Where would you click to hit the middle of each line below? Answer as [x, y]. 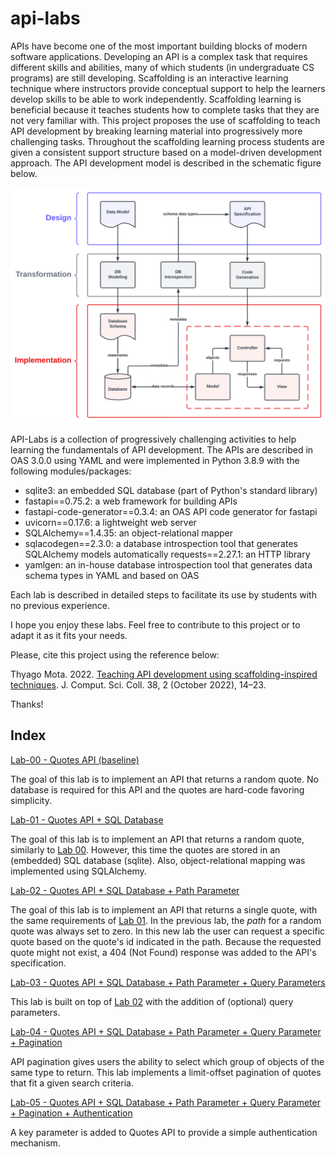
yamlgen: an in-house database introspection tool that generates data [168, 564]
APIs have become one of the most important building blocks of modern [159, 46]
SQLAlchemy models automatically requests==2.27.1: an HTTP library [167, 554]
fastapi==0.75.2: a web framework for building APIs [131, 501]
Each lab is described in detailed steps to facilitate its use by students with [163, 594]
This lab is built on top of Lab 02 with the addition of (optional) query [152, 1001]
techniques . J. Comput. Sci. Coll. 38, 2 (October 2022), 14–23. [138, 684]
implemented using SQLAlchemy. [78, 871]
